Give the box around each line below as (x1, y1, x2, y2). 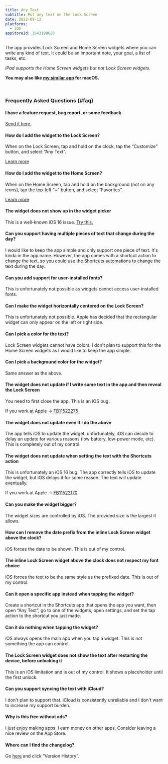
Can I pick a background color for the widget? (5, 359, 102, 365)
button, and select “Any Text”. (5, 149, 67, 155)
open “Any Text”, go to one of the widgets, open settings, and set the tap (5, 607, 155, 614)
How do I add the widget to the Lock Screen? (5, 132, 100, 138)
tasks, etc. (5, 55, 27, 61)
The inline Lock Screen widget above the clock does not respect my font (5, 557, 159, 564)
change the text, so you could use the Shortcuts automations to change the (5, 258, 161, 264)
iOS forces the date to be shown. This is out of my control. (5, 546, 126, 552)
